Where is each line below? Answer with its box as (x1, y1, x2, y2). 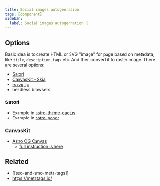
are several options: (5, 62, 45, 68)
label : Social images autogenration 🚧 (9, 20, 89, 26)
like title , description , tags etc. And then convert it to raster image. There (5, 57, 156, 63)
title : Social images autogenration (5, 7, 79, 12)
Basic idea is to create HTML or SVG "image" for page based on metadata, (5, 51, 155, 57)
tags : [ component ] (5, 12, 42, 17)
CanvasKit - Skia (12, 76, 46, 83)
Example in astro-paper (12, 115, 59, 121)
